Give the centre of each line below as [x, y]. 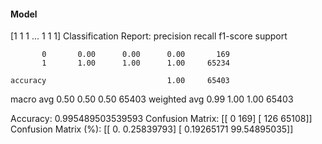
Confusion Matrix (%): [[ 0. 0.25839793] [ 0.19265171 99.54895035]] [152, 129]
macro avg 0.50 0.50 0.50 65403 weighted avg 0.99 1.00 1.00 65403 [152, 99]
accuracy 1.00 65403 [120, 81]
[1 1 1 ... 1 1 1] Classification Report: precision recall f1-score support [149, 36]
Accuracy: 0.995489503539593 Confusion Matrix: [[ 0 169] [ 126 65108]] [161, 119]
